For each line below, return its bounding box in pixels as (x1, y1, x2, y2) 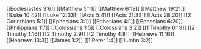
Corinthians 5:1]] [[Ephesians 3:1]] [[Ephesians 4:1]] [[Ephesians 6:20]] (6, 18, 183, 24)
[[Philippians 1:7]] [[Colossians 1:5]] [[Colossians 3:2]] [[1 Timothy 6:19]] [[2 (6, 24, 195, 31)
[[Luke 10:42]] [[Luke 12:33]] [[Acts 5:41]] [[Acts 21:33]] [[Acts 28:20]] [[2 (6, 11, 191, 19)
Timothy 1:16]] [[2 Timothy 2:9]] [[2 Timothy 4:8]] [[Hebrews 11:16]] (6, 30, 175, 38)
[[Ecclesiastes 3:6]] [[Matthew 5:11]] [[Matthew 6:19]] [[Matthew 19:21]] (6, 5, 185, 12)
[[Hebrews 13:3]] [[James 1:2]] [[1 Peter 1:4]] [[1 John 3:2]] (6, 37, 153, 44)
